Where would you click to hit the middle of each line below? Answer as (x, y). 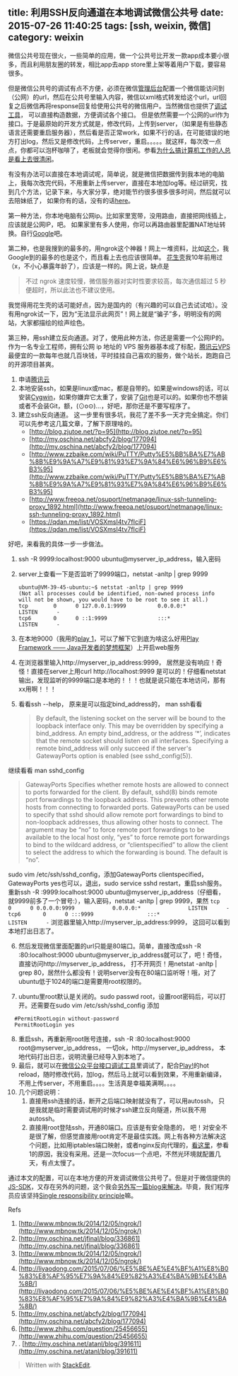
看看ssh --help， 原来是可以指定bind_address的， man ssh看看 (110, 704)
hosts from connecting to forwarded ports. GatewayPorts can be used (127, 807)
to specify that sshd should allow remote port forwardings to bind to (124, 814)
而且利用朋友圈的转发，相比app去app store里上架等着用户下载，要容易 (123, 64)
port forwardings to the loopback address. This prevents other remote (127, 799)
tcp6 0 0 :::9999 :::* (84, 914)
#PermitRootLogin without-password (67, 1019)
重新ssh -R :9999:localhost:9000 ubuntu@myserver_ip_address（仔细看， (117, 892)
